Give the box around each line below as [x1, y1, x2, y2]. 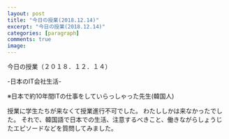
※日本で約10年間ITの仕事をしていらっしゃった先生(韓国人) [7, 92, 175, 100]
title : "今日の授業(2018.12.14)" [7, 17, 99, 24]
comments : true [7, 36, 52, 43]
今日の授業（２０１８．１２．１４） [7, 63, 112, 70]
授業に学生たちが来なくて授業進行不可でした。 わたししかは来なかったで [7, 107, 216, 115]
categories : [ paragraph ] [7, 29, 80, 37]
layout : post [7, 10, 45, 17]
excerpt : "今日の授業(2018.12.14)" [7, 23, 106, 30]
